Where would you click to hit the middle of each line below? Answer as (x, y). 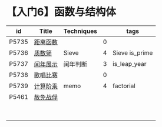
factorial (124, 86)
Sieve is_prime (133, 52)
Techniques (80, 31)
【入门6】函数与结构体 (61, 12)
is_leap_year (130, 63)
